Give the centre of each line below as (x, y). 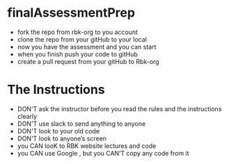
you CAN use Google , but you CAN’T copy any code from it (103, 153)
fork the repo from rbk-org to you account (77, 32)
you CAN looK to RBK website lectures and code (87, 146)
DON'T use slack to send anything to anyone (81, 124)
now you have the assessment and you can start (87, 47)
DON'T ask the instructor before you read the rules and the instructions (119, 108)
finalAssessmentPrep (71, 13)
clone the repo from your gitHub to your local (82, 39)
